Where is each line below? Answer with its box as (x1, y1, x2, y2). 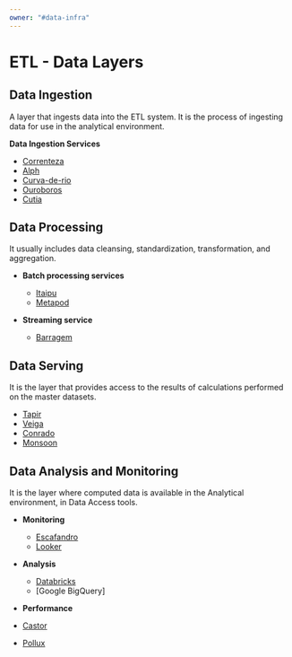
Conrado (21, 428, 56, 439)
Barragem (35, 332, 73, 343)
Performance (21, 603, 73, 614)
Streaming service (21, 315, 93, 326)
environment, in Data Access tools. (9, 497, 139, 508)
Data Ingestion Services (9, 138, 101, 149)
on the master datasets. (9, 391, 97, 402)
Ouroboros (21, 184, 63, 195)
